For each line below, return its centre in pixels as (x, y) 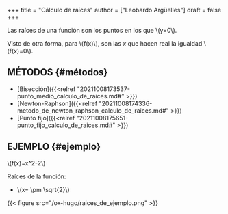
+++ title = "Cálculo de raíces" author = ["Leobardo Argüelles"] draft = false (114, 10)
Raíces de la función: (37, 176)
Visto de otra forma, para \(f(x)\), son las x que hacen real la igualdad (105, 43)
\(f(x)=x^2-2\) (26, 163)
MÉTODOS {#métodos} (58, 72)
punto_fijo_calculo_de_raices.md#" (66, 125)
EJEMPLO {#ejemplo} (54, 147)
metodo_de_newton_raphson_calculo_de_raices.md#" (93, 110)
